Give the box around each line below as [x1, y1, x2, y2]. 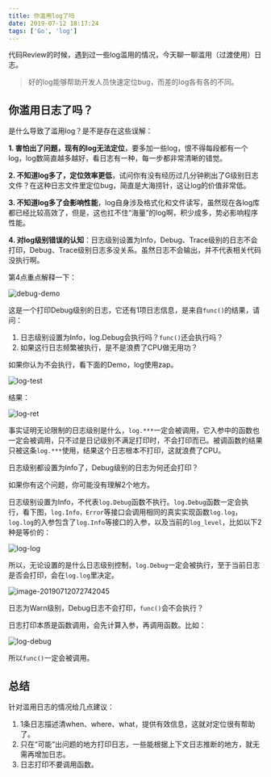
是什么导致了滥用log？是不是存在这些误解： [8, 126, 153, 136]
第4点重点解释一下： [8, 272, 77, 283]
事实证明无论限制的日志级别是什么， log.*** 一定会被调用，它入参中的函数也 [8, 426, 261, 435]
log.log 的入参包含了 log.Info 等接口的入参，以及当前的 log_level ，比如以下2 [8, 518, 262, 527]
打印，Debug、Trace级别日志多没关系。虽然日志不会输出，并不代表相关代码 [8, 246, 262, 255]
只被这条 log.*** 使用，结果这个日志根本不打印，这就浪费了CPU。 [8, 446, 226, 456]
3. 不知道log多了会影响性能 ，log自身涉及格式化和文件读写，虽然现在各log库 [8, 198, 261, 208]
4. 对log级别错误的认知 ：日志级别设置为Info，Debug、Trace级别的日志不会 [8, 235, 258, 245]
